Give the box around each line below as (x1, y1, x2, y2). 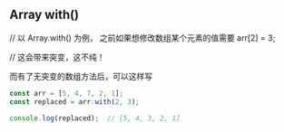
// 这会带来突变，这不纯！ (9, 52, 106, 62)
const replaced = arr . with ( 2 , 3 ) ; (9, 97, 141, 107)
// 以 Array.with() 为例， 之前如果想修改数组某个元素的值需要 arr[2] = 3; (9, 32, 276, 43)
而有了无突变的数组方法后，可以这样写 (9, 71, 152, 81)
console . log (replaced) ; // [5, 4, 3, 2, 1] (9, 113, 181, 123)
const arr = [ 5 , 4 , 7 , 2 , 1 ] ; (9, 89, 124, 98)
